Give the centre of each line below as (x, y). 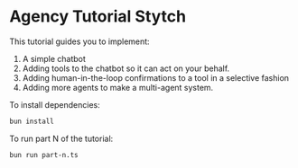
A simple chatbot (54, 58)
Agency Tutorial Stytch (98, 17)
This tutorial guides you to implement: (80, 41)
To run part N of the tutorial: (61, 138)
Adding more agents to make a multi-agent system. (118, 87)
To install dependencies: (55, 104)
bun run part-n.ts (44, 155)
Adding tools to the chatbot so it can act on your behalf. (126, 68)
